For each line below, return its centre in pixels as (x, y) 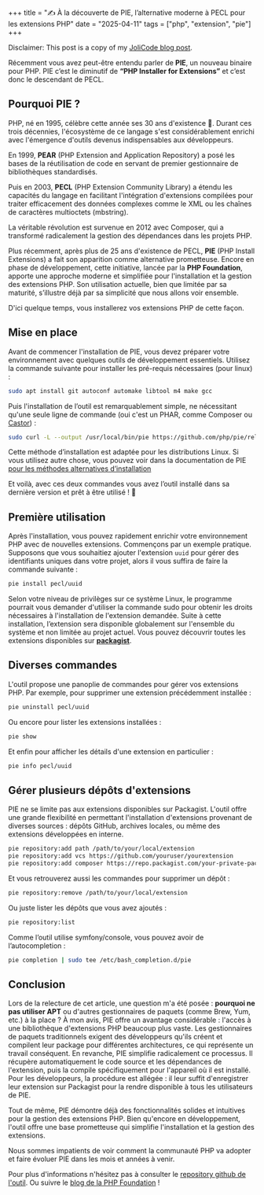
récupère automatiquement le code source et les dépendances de (115, 1062)
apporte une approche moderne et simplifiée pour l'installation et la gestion (130, 276)
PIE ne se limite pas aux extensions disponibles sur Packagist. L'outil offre (128, 809)
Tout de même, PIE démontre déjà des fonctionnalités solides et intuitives (127, 1110)
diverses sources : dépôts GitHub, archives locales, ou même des (114, 826)
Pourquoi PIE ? (44, 104)
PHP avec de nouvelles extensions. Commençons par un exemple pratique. (130, 544)
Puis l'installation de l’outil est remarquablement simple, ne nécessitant (123, 406)
